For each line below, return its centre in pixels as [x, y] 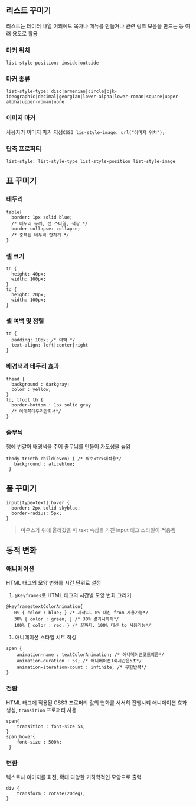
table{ [14, 212]
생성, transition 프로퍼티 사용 [41, 710]
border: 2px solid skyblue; [46, 508]
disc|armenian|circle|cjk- [84, 92]
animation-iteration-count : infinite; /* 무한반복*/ [82, 667]
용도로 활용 [25, 33]
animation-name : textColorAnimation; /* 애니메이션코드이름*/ [90, 655]
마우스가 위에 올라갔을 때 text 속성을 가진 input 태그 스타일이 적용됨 [98, 530]
